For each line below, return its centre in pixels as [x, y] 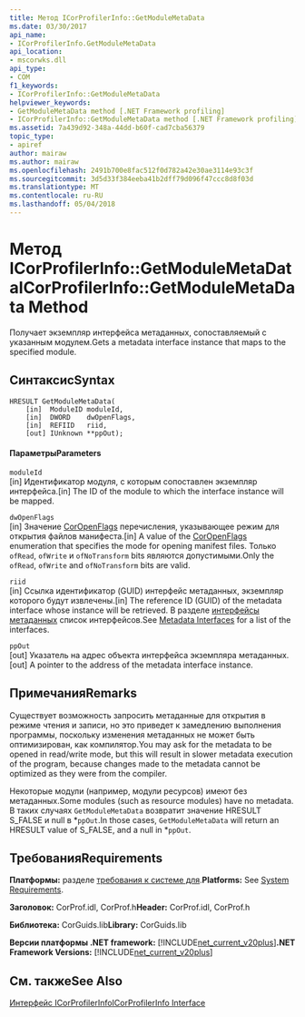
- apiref [26, 145]
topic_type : [32, 137]
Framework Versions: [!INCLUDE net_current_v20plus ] [111, 952]
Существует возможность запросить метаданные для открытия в [138, 715]
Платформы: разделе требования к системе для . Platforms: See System [149, 880]
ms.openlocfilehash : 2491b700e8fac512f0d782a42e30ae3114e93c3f [132, 170]
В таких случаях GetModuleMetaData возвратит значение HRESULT [135, 810]
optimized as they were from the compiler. [89, 773]
